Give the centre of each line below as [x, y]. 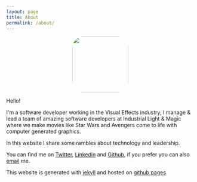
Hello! [13, 101]
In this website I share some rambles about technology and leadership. [93, 143]
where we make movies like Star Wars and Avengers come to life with [92, 125]
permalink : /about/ [30, 23]
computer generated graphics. [44, 131]
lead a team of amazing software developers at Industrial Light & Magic [94, 119]
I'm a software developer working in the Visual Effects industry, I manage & [98, 112]
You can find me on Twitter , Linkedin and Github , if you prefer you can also [98, 155]
